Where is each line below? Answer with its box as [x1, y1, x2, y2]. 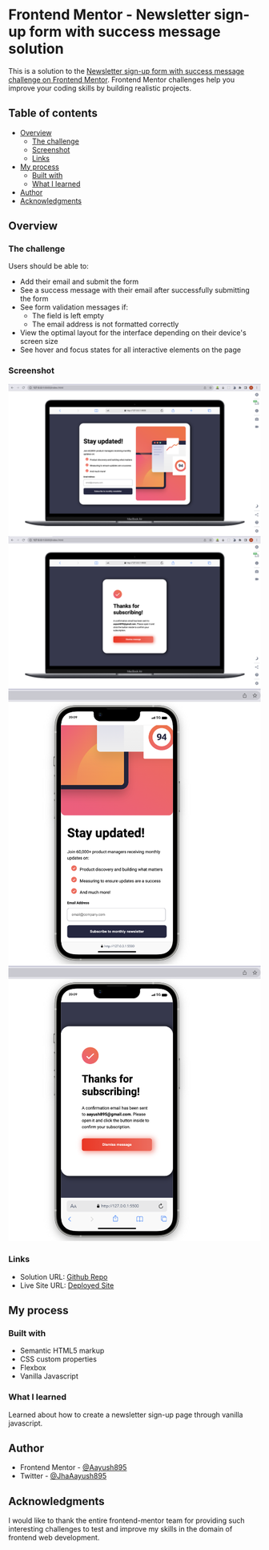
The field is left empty [31, 311, 104, 321]
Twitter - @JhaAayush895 [19, 1471, 107, 1481]
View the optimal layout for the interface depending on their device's [19, 328, 247, 338]
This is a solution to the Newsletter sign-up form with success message [8, 66, 245, 75]
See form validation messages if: [19, 302, 129, 312]
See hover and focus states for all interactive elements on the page [19, 345, 242, 354]
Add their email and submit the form [19, 277, 139, 286]
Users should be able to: [8, 261, 90, 271]
